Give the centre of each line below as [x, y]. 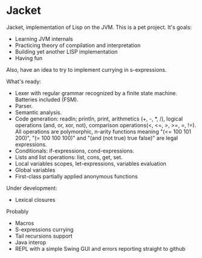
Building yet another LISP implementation [66, 51]
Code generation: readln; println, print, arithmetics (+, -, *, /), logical [99, 119]
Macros [24, 223]
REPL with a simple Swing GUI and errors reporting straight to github [100, 248]
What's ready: [24, 81]
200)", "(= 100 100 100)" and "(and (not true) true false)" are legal [96, 138]
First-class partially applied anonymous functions [76, 176]
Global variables [35, 170]
